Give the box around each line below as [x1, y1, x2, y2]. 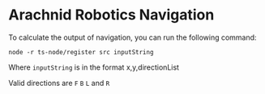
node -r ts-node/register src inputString [8, 48, 154, 56]
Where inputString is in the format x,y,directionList [8, 62, 180, 72]
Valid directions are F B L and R [8, 78, 110, 88]
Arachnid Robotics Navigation [8, 6, 215, 24]
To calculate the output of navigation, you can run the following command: [8, 32, 257, 42]
